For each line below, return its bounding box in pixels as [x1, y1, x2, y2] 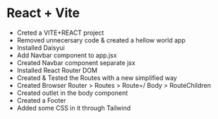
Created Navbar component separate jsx [16, 58, 135, 67]
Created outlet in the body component [16, 89, 128, 97]
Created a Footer [16, 96, 66, 104]
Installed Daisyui [16, 43, 65, 52]
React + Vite [6, 5, 80, 21]
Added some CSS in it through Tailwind [16, 103, 131, 112]
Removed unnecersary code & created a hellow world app [16, 35, 186, 44]
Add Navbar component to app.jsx [16, 51, 117, 59]
